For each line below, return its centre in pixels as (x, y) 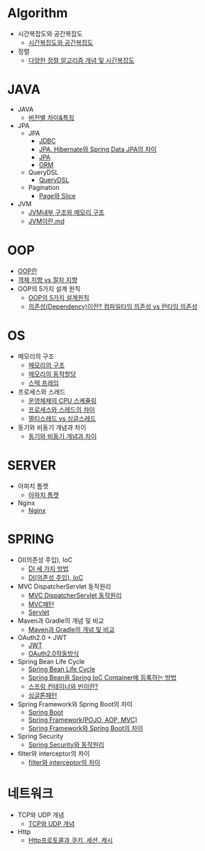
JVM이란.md (46, 221)
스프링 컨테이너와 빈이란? (63, 686)
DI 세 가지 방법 (48, 568)
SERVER (32, 465)
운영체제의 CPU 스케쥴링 (62, 400)
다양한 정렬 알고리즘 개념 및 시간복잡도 (81, 60)
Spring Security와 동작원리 (66, 744)
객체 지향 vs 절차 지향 (48, 279)
